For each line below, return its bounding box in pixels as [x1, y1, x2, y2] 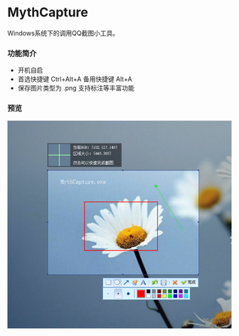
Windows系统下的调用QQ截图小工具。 [7, 29, 119, 37]
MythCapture [7, 4, 89, 21]
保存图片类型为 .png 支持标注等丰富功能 [17, 83, 135, 93]
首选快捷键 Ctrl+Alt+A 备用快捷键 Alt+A [17, 75, 133, 83]
